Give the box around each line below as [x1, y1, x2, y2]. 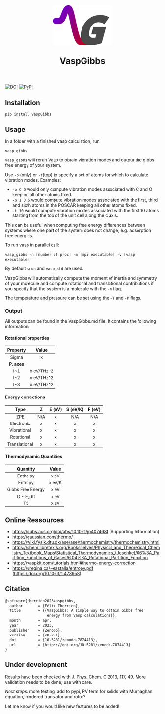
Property [7, 347, 26, 353]
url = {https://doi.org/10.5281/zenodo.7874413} [9, 643, 131, 648]
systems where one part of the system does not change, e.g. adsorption [5, 227, 151, 233]
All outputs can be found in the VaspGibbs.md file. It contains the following [5, 318, 156, 324]
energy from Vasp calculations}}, [47, 613, 118, 618]
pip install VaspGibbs [5, 112, 52, 117]
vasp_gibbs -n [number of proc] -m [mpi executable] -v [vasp [5, 252, 135, 257]
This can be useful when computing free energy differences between [5, 222, 146, 228]
